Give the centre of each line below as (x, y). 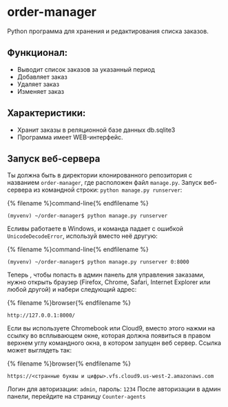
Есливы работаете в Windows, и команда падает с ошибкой (95, 229)
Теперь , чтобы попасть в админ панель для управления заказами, (106, 275)
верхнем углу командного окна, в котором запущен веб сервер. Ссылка (114, 343)
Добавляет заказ (42, 77)
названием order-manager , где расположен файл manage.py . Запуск (105, 183)
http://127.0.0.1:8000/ (41, 316)
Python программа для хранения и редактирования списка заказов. (108, 31)
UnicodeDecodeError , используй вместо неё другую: (83, 236)
